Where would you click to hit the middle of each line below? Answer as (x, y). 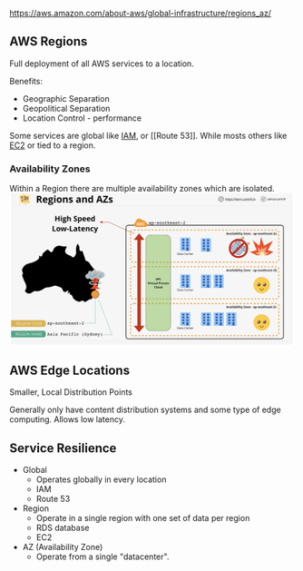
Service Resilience (63, 448)
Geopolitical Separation (66, 108)
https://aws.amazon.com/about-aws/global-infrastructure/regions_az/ (141, 13)
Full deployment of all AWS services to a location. (102, 64)
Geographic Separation (66, 98)
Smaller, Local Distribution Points (71, 392)
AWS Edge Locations (69, 370)
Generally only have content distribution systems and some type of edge (145, 410)
